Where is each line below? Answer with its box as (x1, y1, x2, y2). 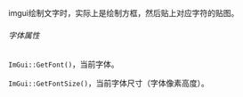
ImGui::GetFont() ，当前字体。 (8, 59, 119, 69)
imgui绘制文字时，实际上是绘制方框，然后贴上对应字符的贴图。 (8, 8, 239, 18)
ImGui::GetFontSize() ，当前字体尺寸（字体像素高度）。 (8, 78, 210, 89)
